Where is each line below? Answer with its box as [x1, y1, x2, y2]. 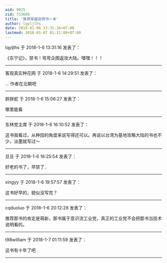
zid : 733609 [5, 12, 30, 17]
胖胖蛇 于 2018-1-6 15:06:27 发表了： [5, 96, 81, 102]
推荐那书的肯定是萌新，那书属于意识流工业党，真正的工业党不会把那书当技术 [5, 215, 162, 221]
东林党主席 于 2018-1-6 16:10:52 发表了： [5, 122, 89, 127]
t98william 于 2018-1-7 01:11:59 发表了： [5, 237, 87, 243]
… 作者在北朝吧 [5, 81, 37, 87]
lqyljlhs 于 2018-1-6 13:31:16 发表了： [5, 45, 81, 50]
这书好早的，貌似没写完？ [5, 190, 58, 196]
